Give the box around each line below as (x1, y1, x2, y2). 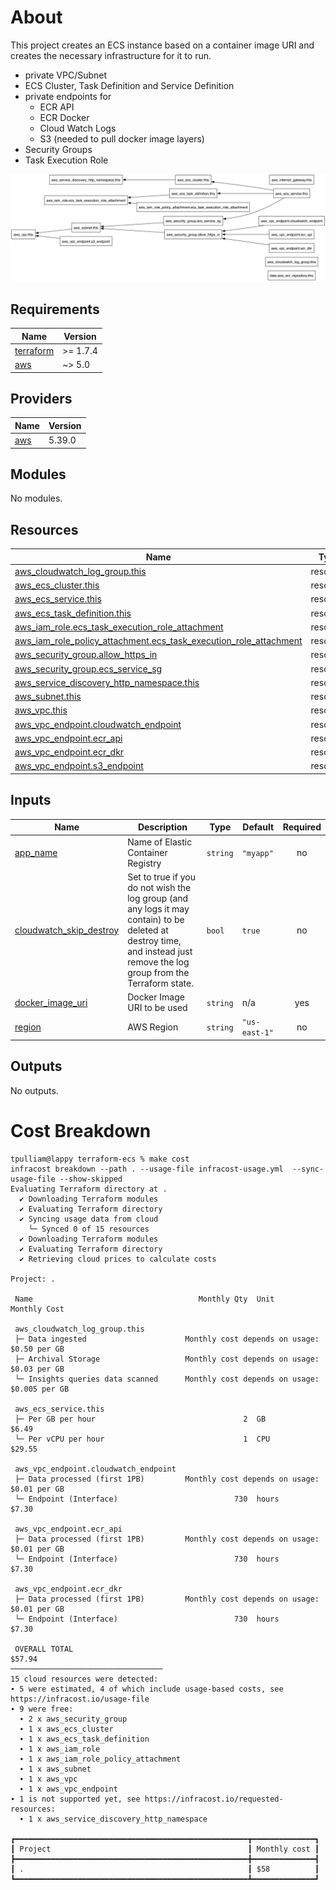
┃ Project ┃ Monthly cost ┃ (10, 1844, 320, 1854)
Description (137, 821, 188, 833)
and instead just (127, 945, 193, 957)
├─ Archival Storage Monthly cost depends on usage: (14, 1354, 320, 1364)
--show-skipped (59, 1174, 123, 1184)
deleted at (127, 924, 169, 936)
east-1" (241, 1028, 274, 1038)
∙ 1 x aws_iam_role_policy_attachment (19, 1754, 182, 1764)
